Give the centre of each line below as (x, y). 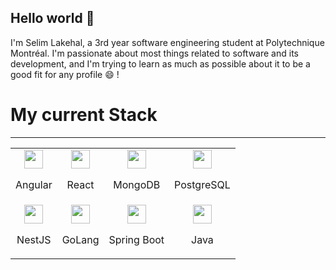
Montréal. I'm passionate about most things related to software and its (154, 53)
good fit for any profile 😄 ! (65, 74)
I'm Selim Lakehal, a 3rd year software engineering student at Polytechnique (167, 42)
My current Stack (84, 115)
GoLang (80, 239)
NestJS (34, 239)
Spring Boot (136, 239)
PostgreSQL (202, 184)
